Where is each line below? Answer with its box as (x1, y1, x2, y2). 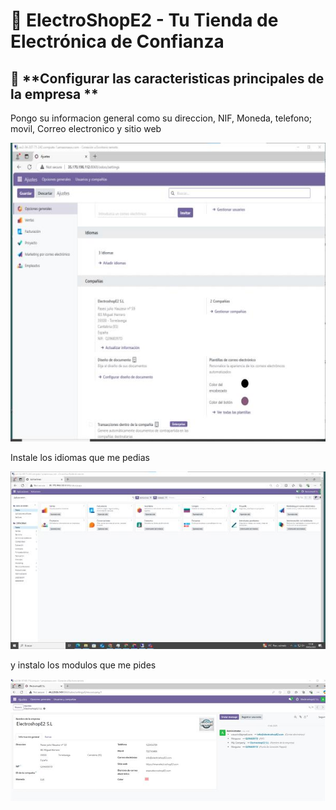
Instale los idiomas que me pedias (10, 452, 150, 464)
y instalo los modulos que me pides (10, 659, 157, 671)
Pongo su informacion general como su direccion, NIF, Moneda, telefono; (10, 112, 312, 124)
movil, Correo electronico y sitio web (10, 123, 162, 134)
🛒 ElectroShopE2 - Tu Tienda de (10, 9, 279, 32)
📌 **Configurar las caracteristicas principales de (10, 70, 325, 87)
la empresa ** (10, 85, 99, 103)
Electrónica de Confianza (10, 30, 225, 53)
